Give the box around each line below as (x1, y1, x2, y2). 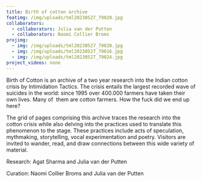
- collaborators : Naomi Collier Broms (11, 32, 110, 38)
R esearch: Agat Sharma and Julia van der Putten (6, 158, 128, 165)
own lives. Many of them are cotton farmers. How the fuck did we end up (6, 95, 190, 103)
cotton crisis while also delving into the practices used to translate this (6, 120, 182, 127)
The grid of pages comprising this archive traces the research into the (6, 113, 181, 121)
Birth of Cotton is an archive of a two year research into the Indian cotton (6, 76, 188, 84)
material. (6, 146, 28, 153)
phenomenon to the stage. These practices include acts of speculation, (6, 127, 184, 134)
